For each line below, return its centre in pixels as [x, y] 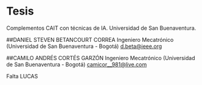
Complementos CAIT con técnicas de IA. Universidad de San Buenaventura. [101, 28]
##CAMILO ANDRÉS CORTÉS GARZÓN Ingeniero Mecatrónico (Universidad [101, 58]
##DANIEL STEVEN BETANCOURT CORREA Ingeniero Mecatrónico [90, 39]
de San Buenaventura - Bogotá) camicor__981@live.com [77, 64]
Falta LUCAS [22, 76]
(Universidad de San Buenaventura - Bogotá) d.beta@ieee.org [84, 46]
